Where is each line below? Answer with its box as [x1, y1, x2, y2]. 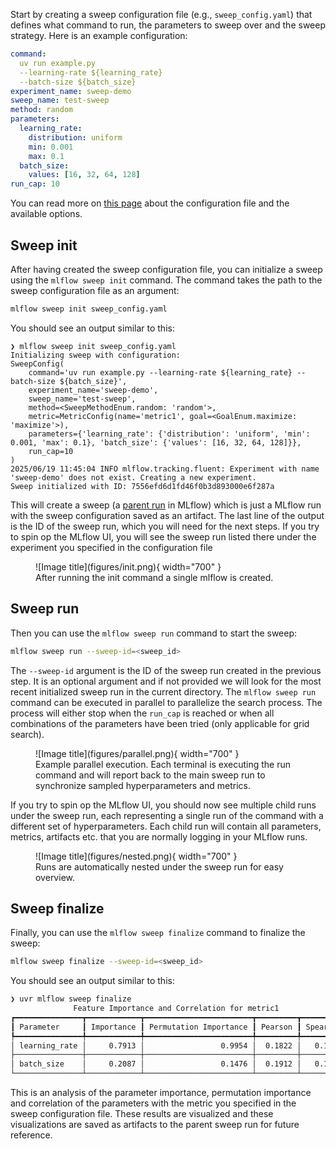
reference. [10, 1129, 53, 1141]
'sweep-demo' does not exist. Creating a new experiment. [10, 472, 257, 483]
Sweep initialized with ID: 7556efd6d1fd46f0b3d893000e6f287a [10, 481, 275, 491]
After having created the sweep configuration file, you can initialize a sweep [10, 263, 323, 275]
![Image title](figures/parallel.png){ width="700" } [35, 747, 240, 759]
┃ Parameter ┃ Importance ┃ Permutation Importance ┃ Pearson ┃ [10, 1022, 302, 1032]
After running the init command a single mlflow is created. [35, 571, 274, 583]
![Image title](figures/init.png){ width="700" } [35, 560, 222, 573]
